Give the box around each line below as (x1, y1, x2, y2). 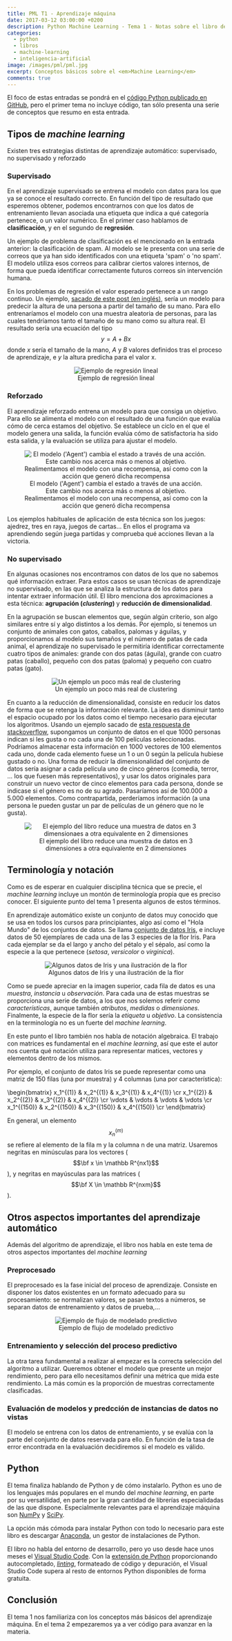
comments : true (7, 74, 51, 82)
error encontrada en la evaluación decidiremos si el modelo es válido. (7, 1443, 205, 1451)
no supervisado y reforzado (7, 154, 86, 163)
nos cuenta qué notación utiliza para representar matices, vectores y (7, 1046, 203, 1055)
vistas (7, 1412, 29, 1422)
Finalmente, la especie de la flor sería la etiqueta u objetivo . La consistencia (7, 1011, 223, 1019)
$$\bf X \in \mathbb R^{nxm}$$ (71, 1181, 161, 1189)
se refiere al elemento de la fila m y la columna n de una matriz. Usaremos (7, 1140, 218, 1149)
